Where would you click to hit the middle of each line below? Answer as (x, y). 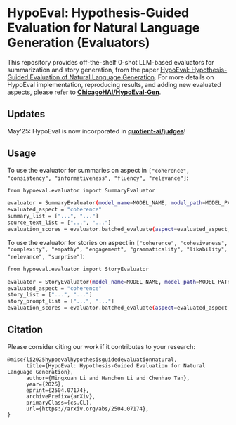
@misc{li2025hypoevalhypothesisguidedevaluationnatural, (92, 360)
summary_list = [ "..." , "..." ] (53, 216)
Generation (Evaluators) (79, 43)
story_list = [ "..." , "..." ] (50, 295)
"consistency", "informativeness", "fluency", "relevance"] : (98, 178)
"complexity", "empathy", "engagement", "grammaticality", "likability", (118, 249)
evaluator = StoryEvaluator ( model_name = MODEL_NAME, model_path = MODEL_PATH (119, 282)
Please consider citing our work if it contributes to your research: (101, 346)
